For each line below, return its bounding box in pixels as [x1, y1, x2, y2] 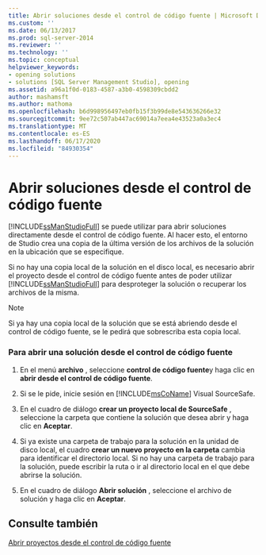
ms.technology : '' [8, 48, 69, 56]
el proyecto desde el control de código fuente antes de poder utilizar [8, 271, 232, 280]
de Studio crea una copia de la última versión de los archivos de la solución [8, 239, 254, 249]
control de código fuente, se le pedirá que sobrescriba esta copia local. [8, 327, 241, 337]
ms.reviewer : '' [8, 41, 62, 49]
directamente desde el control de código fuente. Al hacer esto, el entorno [8, 230, 248, 240]
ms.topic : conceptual [8, 56, 80, 64]
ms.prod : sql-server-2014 [8, 33, 93, 42]
